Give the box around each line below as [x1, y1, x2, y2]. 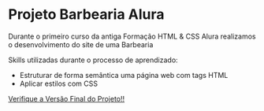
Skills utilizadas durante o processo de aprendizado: [8, 55, 179, 65]
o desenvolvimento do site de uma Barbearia [8, 39, 154, 49]
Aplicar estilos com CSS [19, 79, 99, 88]
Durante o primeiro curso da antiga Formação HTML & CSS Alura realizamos [8, 31, 256, 41]
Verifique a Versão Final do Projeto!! [8, 94, 125, 103]
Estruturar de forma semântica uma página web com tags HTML [19, 70, 229, 80]
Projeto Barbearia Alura [8, 6, 165, 24]
